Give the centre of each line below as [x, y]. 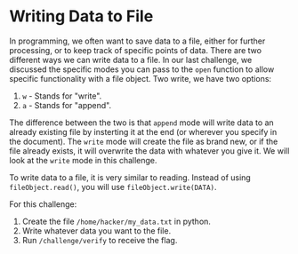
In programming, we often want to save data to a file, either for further [137, 41]
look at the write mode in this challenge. [83, 160]
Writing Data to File [81, 16]
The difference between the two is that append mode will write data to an [141, 123]
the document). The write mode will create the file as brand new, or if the [144, 141]
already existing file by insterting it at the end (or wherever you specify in [143, 131]
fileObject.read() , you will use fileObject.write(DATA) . [113, 187]
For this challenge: [43, 204]
